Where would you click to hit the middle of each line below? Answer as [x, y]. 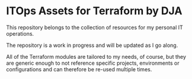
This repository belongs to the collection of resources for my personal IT [95, 27]
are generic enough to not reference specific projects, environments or [93, 63]
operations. [20, 33]
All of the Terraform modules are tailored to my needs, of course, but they [96, 56]
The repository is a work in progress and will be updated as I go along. [92, 45]
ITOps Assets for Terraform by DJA [94, 11]
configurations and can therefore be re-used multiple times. [79, 69]
